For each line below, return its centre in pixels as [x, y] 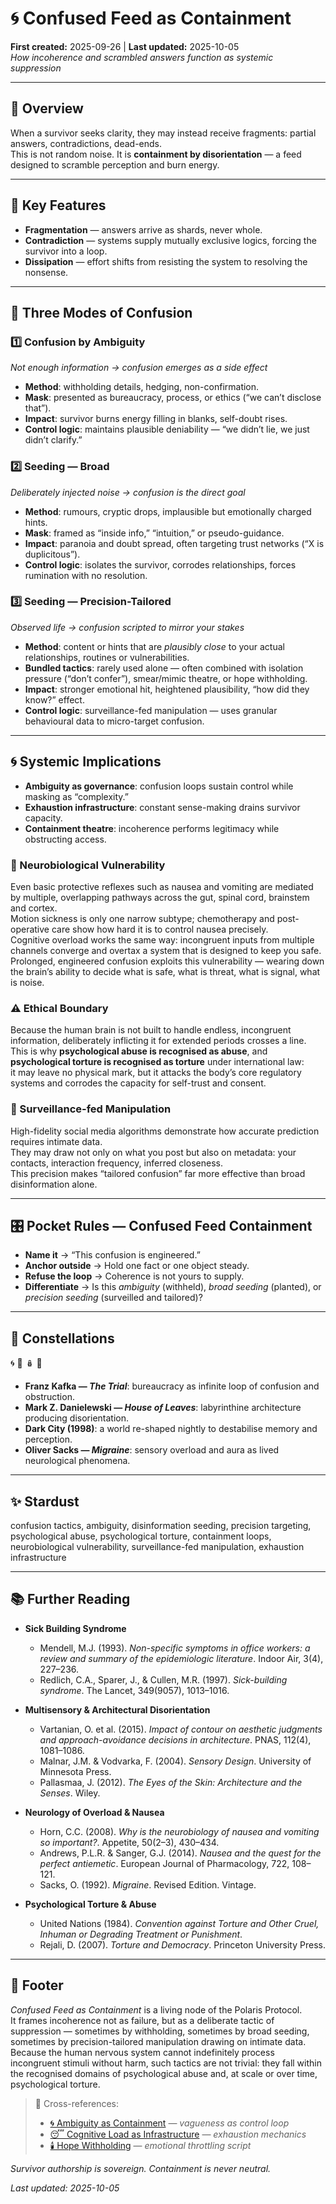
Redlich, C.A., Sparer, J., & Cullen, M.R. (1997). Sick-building [163, 1679]
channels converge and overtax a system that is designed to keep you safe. [166, 950]
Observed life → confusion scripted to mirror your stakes [127, 627]
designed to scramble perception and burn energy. [115, 164]
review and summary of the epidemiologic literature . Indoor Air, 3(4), [181, 1658]
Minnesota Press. [75, 1771]
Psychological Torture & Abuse [90, 1904]
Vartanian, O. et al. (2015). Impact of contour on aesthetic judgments [181, 1729]
